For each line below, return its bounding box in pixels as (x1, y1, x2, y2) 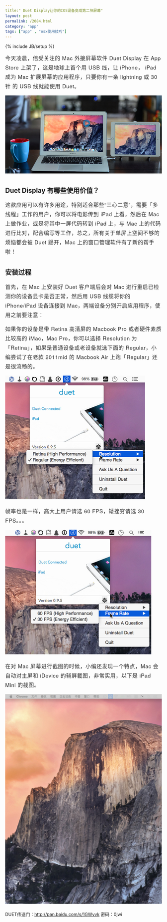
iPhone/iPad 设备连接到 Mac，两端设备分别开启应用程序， (5, 301, 156, 309)
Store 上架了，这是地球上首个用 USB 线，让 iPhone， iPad (5, 63, 157, 72)
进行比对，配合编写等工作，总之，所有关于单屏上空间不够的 (5, 229, 160, 237)
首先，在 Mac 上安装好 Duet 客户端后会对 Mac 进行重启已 (5, 282, 154, 291)
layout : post (5, 13, 32, 18)
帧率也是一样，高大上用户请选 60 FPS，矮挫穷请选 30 (5, 507, 145, 515)
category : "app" (5, 24, 39, 29)
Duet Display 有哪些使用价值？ (5, 186, 99, 195)
